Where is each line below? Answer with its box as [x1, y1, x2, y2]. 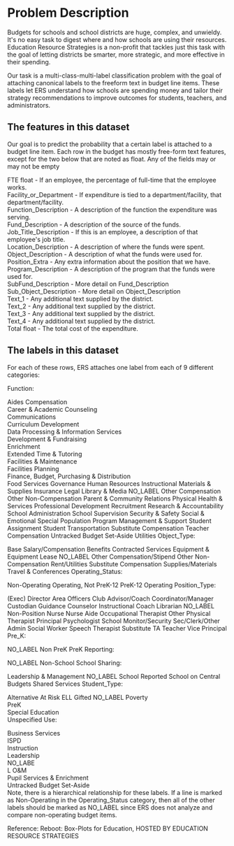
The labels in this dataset [7, 345, 119, 357]
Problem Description [7, 5, 129, 21]
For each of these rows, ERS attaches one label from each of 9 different [7, 363, 214, 371]
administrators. [7, 101, 51, 109]
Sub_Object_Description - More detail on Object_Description [7, 287, 181, 295]
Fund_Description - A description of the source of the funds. [7, 220, 182, 229]
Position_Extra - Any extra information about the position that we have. [7, 257, 211, 266]
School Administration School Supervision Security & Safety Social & [7, 509, 205, 517]
